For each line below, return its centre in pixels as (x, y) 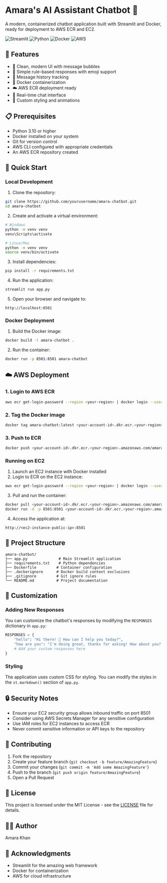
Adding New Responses (35, 610)
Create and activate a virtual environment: (55, 216)
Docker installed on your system (45, 136)
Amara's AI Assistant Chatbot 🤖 (72, 10)
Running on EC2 (25, 460)
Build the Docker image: (37, 331)
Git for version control (35, 142)
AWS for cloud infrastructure (42, 876)
